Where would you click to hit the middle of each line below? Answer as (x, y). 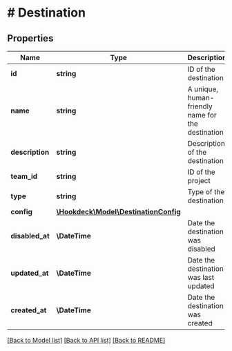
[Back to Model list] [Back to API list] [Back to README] (86, 340)
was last (201, 277)
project (199, 181)
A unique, (203, 89)
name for (202, 115)
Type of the (206, 192)
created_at (29, 310)
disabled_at (30, 236)
